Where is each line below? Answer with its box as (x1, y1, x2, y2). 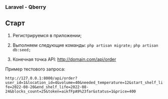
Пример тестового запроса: (5, 66, 65, 72)
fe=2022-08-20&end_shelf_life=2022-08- (5, 84, 89, 89)
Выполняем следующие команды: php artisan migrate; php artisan (12, 42, 158, 48)
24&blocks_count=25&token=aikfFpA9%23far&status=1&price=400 (5, 89, 136, 94)
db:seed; (12, 47, 31, 52)
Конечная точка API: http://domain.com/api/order (12, 56, 117, 62)
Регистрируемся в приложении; (12, 32, 82, 38)
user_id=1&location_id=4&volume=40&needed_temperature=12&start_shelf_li (5, 80, 163, 85)
